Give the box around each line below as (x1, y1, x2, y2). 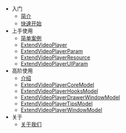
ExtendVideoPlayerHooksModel (20, 87, 99, 95)
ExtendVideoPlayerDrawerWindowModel (20, 94, 120, 100)
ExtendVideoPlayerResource (20, 54, 91, 61)
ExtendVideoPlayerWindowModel (20, 106, 102, 113)
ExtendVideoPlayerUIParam (20, 60, 88, 67)
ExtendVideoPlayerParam (20, 48, 83, 54)
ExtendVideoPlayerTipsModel (20, 100, 93, 107)
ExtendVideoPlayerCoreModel (20, 82, 95, 88)
